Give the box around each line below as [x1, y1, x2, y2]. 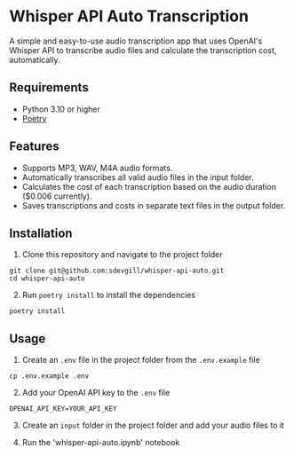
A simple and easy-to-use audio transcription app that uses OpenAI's [9, 35, 263, 46]
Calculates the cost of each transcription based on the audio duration [21, 181, 277, 192]
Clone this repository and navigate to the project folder [21, 249, 224, 260]
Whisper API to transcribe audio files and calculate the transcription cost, [9, 44, 277, 55]
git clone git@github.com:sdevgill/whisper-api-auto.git [9, 266, 225, 276]
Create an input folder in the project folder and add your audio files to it [21, 420, 284, 431]
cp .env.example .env [9, 372, 90, 381]
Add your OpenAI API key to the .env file [21, 388, 171, 398]
